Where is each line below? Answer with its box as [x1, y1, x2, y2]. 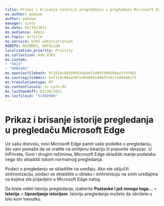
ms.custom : [5, 57, 27, 62]
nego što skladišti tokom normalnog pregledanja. [5, 157, 103, 163]
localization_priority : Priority [5, 48, 73, 53]
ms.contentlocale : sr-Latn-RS [5, 84, 67, 89]
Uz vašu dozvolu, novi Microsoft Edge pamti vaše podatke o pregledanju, [5, 141, 152, 147]
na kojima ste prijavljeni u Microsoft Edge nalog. [5, 176, 102, 182]
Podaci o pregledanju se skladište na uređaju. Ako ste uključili [5, 166, 129, 172]
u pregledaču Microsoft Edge [5, 125, 125, 136]
